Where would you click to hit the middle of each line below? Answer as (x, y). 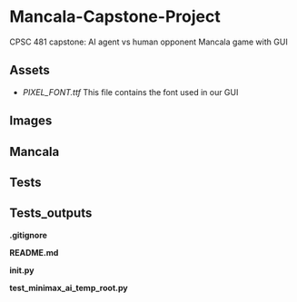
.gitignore (29, 235)
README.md (34, 252)
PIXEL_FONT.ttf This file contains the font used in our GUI (130, 92)
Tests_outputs (51, 214)
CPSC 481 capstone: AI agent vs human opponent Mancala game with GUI (148, 42)
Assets (30, 70)
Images (31, 121)
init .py (22, 270)
